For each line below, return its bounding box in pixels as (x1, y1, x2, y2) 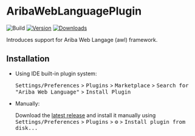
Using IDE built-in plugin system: (15, 70, 97, 77)
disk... (15, 124, 38, 131)
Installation (6, 53, 50, 64)
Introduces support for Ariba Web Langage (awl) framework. (6, 36, 158, 43)
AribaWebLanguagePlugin (6, 4, 142, 18)
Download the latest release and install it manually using (15, 111, 156, 119)
